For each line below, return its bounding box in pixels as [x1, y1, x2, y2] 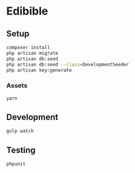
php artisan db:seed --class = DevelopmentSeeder [6, 61, 130, 67]
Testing [6, 144, 36, 155]
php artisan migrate [6, 50, 59, 56]
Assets [6, 81, 28, 90]
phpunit [6, 161, 26, 168]
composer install [6, 44, 50, 50]
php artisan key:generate [6, 67, 72, 73]
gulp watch [6, 128, 34, 134]
